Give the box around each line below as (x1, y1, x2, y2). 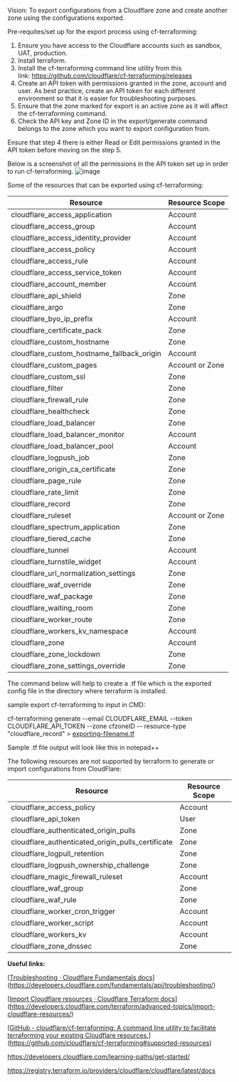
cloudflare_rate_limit (11, 488, 79, 497)
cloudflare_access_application (11, 210, 112, 219)
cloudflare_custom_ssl (11, 372, 85, 382)
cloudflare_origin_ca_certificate (11, 464, 116, 474)
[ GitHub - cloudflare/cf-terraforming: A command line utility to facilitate (7, 1024, 216, 1031)
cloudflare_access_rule (11, 256, 89, 266)
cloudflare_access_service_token (11, 268, 122, 277)
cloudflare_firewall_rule (11, 395, 89, 404)
